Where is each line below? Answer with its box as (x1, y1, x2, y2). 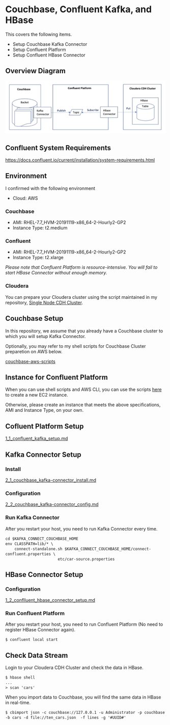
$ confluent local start (5, 637, 58, 643)
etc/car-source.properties (58, 556, 115, 562)
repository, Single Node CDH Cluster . (5, 299, 83, 305)
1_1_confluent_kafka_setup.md (5, 435, 68, 441)
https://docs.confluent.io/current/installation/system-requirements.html (5, 157, 155, 163)
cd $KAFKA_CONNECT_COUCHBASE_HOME (5, 536, 79, 541)
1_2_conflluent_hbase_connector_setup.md (5, 597, 96, 603)
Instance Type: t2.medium (12, 225, 68, 231)
